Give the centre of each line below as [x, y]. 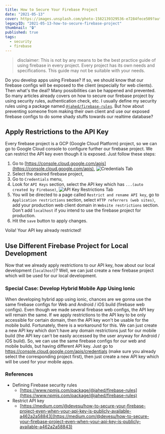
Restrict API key [28, 401]
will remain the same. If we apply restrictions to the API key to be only [76, 315]
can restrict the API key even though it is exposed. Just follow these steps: [81, 154]
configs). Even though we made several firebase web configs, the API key [80, 309]
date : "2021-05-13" [25, 14]
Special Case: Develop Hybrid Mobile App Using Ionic [70, 288]
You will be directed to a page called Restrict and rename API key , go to [86, 195]
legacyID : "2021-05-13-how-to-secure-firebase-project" [63, 23]
